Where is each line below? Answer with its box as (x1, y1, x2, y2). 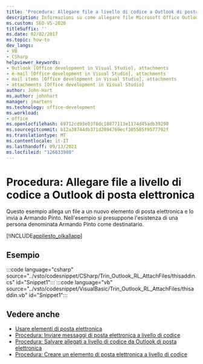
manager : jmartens (6, 98, 53, 104)
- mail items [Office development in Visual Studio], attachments (6, 76, 177, 82)
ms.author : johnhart (6, 93, 59, 99)
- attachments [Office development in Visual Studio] (6, 82, 145, 88)
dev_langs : (6, 43, 34, 49)
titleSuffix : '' (6, 25, 47, 32)
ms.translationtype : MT (6, 132, 66, 139)
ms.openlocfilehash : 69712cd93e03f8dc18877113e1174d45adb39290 (6, 121, 169, 127)
